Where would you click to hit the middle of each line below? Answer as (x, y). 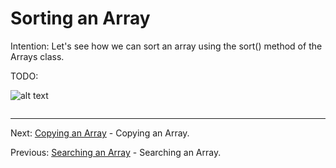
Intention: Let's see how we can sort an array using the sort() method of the (166, 46)
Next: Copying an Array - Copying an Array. (100, 133)
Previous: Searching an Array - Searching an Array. (116, 152)
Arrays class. (37, 56)
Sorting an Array (80, 18)
